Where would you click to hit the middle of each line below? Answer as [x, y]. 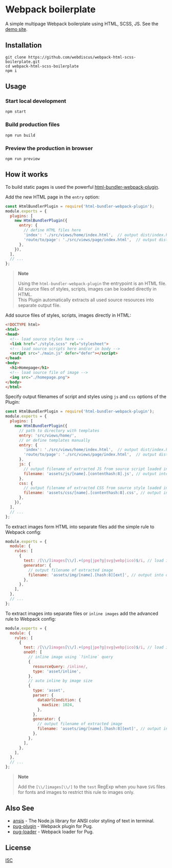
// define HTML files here [52, 230]
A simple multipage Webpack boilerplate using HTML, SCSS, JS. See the [82, 24]
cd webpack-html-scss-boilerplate [42, 66]
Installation [24, 46]
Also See [20, 808]
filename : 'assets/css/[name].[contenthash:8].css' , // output [92, 493]
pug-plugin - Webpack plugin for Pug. [53, 826]
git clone [16, 57]
